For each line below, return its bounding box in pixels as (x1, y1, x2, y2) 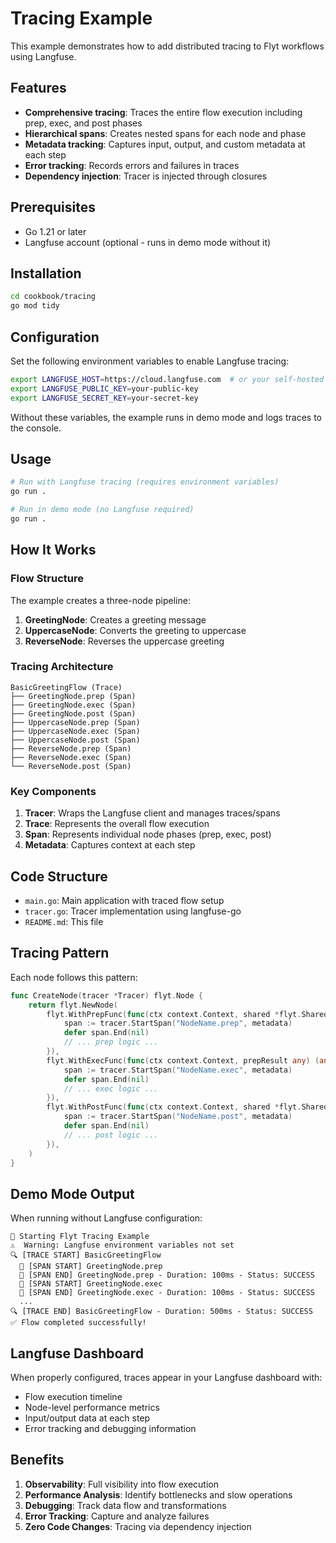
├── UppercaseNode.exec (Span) (10, 726, 141, 736)
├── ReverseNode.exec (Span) (10, 752, 132, 762)
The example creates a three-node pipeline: (10, 594, 191, 606)
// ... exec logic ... (63, 1083, 159, 1094)
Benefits (10, 1452, 65, 1469)
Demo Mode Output (10, 1185, 135, 1202)
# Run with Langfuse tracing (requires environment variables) (10, 477, 280, 487)
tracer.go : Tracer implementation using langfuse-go (24, 905, 242, 917)
